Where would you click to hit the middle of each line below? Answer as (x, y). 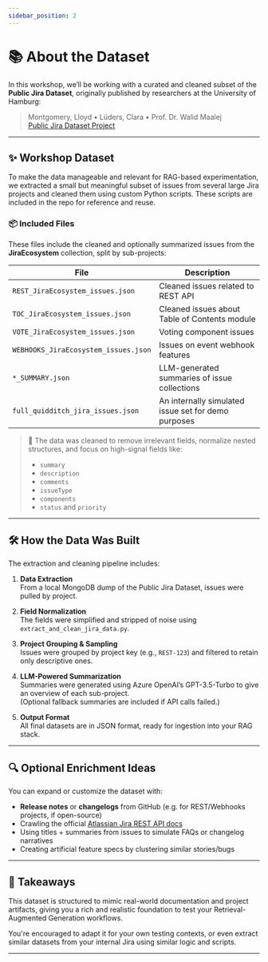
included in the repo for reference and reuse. (82, 203)
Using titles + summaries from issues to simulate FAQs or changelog (132, 833)
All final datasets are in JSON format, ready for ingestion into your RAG (136, 726)
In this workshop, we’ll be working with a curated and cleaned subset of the (132, 84)
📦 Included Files (41, 224)
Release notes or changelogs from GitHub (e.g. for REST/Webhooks (132, 807)
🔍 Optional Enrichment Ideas (82, 768)
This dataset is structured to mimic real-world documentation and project (128, 901)
